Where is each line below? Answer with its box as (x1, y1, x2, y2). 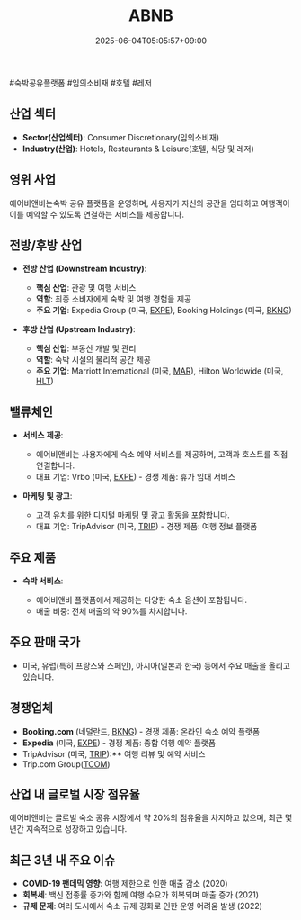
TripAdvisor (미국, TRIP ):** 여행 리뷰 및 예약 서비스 (22, 748, 206, 759)
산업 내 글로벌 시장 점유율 (9, 787, 141, 802)
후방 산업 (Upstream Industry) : (22, 324, 137, 335)
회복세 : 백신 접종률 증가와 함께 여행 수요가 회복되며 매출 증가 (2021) (22, 889, 259, 900)
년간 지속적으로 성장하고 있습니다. (9, 824, 128, 834)
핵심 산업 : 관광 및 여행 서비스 (35, 283, 137, 293)
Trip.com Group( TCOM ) (22, 758, 111, 770)
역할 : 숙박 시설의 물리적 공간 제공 (35, 355, 151, 365)
